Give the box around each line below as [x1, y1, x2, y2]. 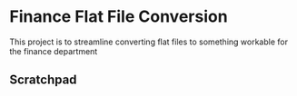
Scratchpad [9, 72, 77, 88]
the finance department [9, 45, 98, 56]
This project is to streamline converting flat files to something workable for [9, 36, 289, 47]
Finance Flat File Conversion [9, 6, 229, 27]
